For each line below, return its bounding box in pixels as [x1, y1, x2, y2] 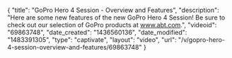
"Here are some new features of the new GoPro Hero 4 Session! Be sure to [7, 13, 226, 22]
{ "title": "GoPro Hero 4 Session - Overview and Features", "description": [7, 6, 219, 14]
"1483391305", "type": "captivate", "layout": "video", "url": [7, 36, 177, 44]
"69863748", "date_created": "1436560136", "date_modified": [7, 28, 187, 36]
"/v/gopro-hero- [178, 36, 225, 44]
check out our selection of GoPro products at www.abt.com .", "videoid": [7, 21, 217, 29]
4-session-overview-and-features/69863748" [7, 43, 143, 51]
